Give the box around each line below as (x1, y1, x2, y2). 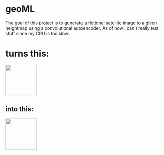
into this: (5, 105, 34, 113)
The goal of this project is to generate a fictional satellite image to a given (5, 20, 157, 26)
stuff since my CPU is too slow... (5, 30, 72, 36)
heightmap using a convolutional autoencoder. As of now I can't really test (5, 25, 159, 31)
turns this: (5, 48, 49, 59)
